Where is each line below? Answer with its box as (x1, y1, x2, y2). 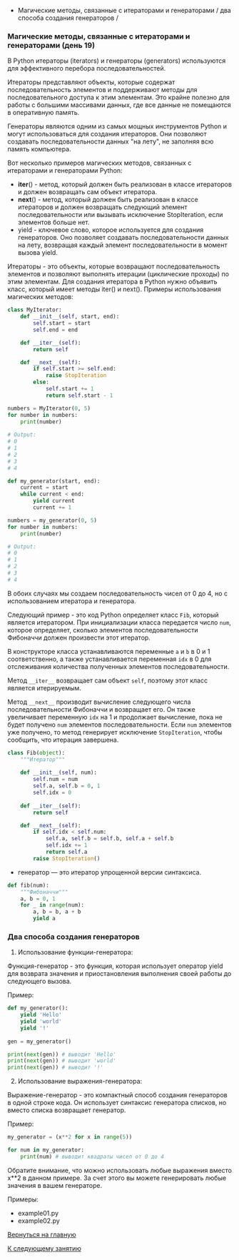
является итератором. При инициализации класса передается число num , (7, 618, 232, 627)
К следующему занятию (7, 1244, 82, 1252)
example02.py (17, 1216, 61, 1225)
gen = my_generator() (7, 1038, 72, 1045)
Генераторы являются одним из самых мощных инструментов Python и (7, 122, 227, 131)
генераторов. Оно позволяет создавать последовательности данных (17, 233, 230, 242)
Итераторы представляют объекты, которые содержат (7, 78, 176, 86)
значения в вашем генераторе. (7, 1181, 102, 1189)
